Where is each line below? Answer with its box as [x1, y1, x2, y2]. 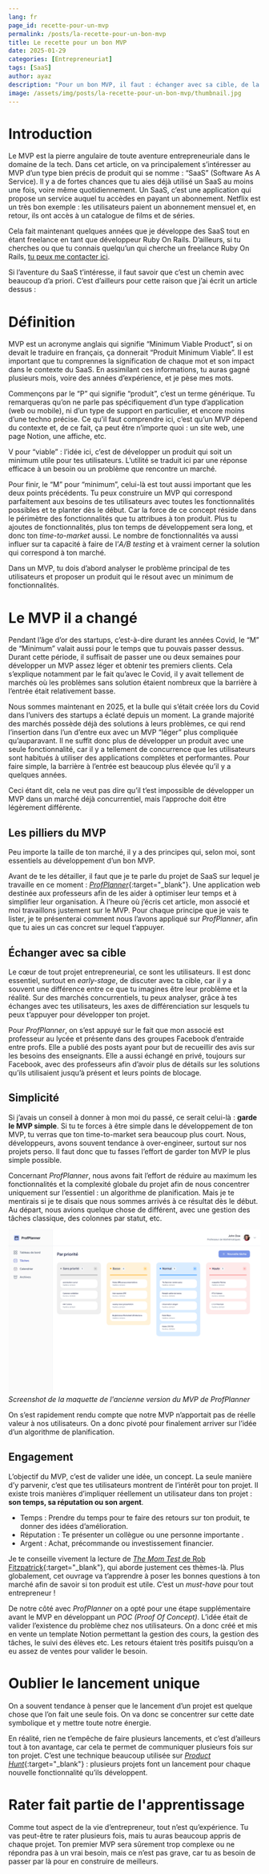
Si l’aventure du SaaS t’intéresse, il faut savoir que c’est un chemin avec [8, 267, 244, 277]
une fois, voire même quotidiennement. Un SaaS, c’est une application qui [8, 185, 252, 195]
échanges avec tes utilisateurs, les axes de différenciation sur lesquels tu [8, 1001, 250, 1010]
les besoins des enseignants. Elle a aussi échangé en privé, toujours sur [8, 1051, 246, 1060]
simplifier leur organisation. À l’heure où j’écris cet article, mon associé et [8, 897, 250, 907]
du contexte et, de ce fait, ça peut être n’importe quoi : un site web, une [8, 423, 245, 433]
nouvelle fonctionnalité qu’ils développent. [8, 1767, 148, 1777]
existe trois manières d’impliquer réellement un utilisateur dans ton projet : [8, 1489, 253, 1498]
